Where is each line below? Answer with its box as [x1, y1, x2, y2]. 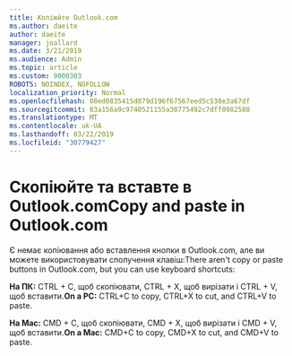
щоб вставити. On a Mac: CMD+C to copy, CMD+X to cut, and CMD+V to [9, 326, 279, 337]
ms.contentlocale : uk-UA [9, 122, 102, 131]
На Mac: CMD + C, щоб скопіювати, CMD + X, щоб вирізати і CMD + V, [9, 317, 278, 328]
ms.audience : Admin [9, 55, 82, 64]
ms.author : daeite [9, 22, 78, 30]
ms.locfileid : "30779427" [9, 138, 106, 147]
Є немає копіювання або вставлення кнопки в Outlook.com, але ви [9, 244, 265, 256]
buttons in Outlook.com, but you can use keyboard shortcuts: [9, 264, 236, 274]
